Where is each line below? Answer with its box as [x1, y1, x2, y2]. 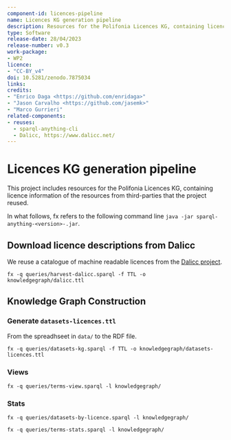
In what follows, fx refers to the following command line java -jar [7, 212, 194, 220]
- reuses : [7, 118, 36, 126]
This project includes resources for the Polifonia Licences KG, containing [7, 184, 213, 193]
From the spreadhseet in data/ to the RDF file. [7, 332, 137, 340]
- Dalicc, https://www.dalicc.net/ [13, 132, 115, 138]
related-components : [7, 112, 67, 119]
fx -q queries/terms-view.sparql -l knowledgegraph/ [7, 383, 162, 390]
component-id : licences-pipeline [7, 10, 103, 17]
